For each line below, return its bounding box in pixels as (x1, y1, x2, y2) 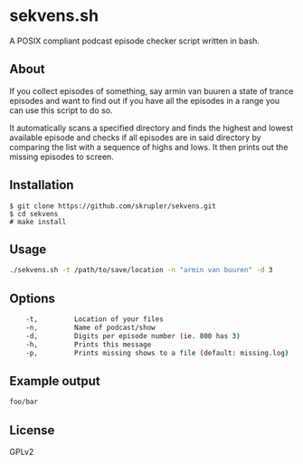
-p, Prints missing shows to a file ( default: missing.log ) (25, 348, 289, 357)
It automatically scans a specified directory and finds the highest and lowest (9, 122, 294, 133)
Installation (9, 177, 74, 193)
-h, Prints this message (25, 340, 152, 349)
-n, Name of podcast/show (25, 323, 156, 332)
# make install (9, 217, 67, 226)
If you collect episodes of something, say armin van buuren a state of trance (9, 85, 294, 96)
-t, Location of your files (25, 315, 165, 324)
